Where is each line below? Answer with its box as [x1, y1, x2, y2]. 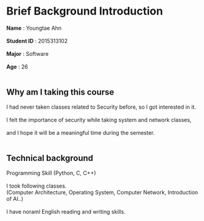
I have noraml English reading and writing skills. [6, 208, 126, 215]
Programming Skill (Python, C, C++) [6, 169, 96, 177]
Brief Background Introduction [6, 4, 163, 18]
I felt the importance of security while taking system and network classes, [6, 116, 192, 123]
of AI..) [6, 195, 24, 202]
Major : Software [6, 50, 49, 57]
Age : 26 [6, 63, 29, 70]
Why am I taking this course [6, 87, 114, 98]
